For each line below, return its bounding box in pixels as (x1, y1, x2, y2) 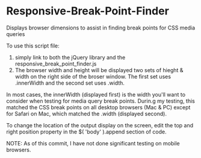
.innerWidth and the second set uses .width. (14, 79, 125, 87)
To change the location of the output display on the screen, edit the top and (6, 121, 194, 129)
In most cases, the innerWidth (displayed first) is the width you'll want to (6, 91, 185, 98)
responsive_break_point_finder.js (14, 60, 97, 67)
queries (6, 30, 25, 37)
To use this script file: (6, 42, 60, 49)
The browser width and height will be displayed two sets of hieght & (14, 66, 184, 73)
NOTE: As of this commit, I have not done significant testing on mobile (6, 139, 180, 147)
